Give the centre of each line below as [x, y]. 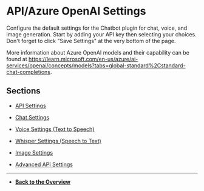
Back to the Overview [43, 182]
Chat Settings [32, 117]
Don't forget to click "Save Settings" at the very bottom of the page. [91, 41]
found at [17, 59]
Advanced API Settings [44, 164]
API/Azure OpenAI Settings [76, 11]
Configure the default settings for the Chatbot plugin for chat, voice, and [97, 28]
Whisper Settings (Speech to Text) [58, 141]
